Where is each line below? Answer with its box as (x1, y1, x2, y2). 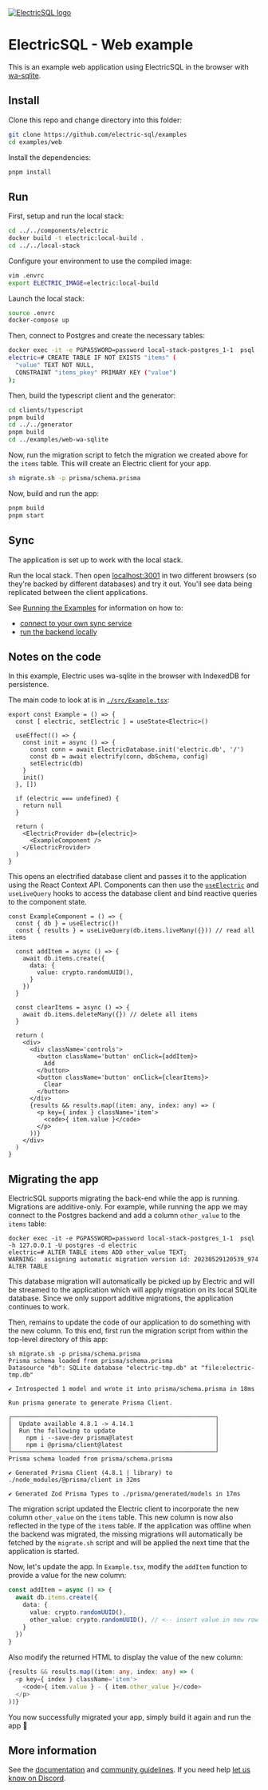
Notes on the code (8, 649, 101, 663)
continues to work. (8, 1302, 70, 1312)
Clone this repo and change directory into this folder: (8, 115, 182, 125)
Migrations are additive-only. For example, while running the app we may (8, 1202, 248, 1212)
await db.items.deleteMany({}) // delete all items (22, 1011, 198, 1019)
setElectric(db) (29, 760, 84, 768)
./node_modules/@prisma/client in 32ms (8, 1476, 141, 1484)
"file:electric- (200, 1364, 255, 1372)
